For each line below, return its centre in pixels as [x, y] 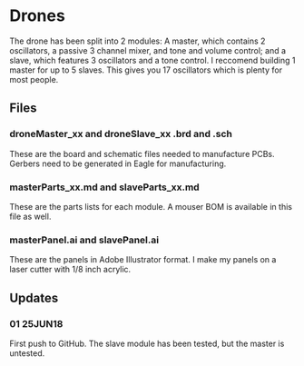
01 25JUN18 [36, 323]
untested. [27, 353]
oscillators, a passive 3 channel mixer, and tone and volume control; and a [148, 50]
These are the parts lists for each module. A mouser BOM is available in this [151, 206]
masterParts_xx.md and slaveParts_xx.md [104, 187]
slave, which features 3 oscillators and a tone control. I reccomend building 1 [152, 60]
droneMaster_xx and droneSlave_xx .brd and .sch [121, 134]
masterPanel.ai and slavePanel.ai [84, 240]
